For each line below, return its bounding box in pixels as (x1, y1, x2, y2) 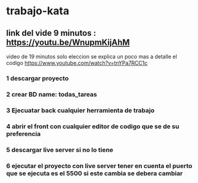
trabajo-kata (6, 4, 70, 18)
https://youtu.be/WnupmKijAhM (6, 37, 130, 47)
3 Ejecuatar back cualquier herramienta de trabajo (6, 106, 155, 114)
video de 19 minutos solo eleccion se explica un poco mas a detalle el (6, 53, 177, 60)
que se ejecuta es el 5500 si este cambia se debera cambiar (6, 169, 183, 177)
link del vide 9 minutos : (6, 28, 97, 38)
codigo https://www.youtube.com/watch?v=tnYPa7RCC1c (6, 60, 148, 66)
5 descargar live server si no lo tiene (6, 145, 113, 154)
